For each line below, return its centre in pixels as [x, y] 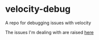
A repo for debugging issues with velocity [48, 23]
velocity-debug [38, 9]
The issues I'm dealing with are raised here [49, 32]
